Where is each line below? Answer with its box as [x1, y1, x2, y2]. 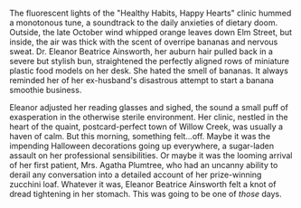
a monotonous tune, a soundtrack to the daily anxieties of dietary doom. [9, 17, 278, 28]
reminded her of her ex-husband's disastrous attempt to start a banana [9, 75, 274, 85]
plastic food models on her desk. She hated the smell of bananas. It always [9, 65, 289, 76]
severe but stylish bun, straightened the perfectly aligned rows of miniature [9, 56, 289, 66]
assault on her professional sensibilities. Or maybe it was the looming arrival [9, 150, 293, 161]
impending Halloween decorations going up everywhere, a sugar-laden [9, 140, 274, 151]
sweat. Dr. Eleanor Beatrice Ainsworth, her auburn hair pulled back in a [9, 46, 274, 57]
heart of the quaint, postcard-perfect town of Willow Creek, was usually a [9, 121, 283, 132]
